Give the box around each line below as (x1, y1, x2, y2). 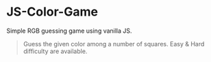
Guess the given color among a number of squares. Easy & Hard (23, 40, 205, 48)
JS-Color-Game (6, 4, 99, 20)
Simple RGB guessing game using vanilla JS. (6, 27, 132, 35)
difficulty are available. (23, 47, 88, 55)
